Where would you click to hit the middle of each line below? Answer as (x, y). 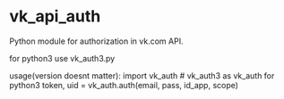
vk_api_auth (55, 16)
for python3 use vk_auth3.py (62, 58)
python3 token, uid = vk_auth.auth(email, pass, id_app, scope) (124, 85)
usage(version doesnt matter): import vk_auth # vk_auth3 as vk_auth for (142, 75)
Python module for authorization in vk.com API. (96, 41)
